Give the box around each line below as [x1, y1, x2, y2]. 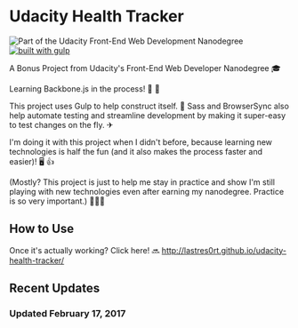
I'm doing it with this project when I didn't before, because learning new [9, 136, 273, 148]
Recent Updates [9, 281, 101, 296]
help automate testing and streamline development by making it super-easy [9, 109, 286, 121]
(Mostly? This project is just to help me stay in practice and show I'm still [9, 176, 276, 188]
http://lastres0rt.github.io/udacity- [161, 244, 287, 255]
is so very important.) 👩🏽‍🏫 [9, 196, 105, 206]
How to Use [9, 221, 75, 236]
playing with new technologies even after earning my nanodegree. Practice [9, 186, 285, 196]
